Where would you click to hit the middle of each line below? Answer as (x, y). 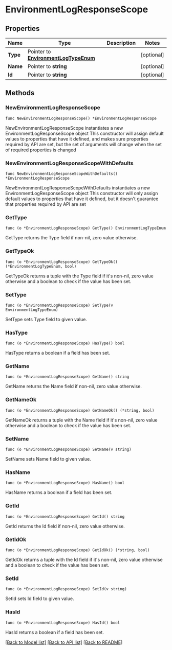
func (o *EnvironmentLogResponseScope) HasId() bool (63, 623)
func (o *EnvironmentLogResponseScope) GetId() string (65, 516)
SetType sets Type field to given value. (46, 319)
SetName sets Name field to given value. (48, 459)
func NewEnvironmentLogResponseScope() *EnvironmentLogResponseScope (81, 118)
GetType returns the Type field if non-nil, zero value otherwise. (72, 238)
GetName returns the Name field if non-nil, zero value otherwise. (74, 387)
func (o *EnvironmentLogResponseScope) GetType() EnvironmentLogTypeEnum (86, 228)
